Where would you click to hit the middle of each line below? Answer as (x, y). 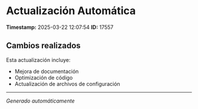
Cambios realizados (43, 46)
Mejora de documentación (47, 71)
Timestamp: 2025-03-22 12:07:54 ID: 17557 (60, 27)
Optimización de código (44, 77)
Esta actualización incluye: (38, 60)
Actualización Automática (71, 11)
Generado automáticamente (40, 101)
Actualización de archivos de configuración (67, 84)
